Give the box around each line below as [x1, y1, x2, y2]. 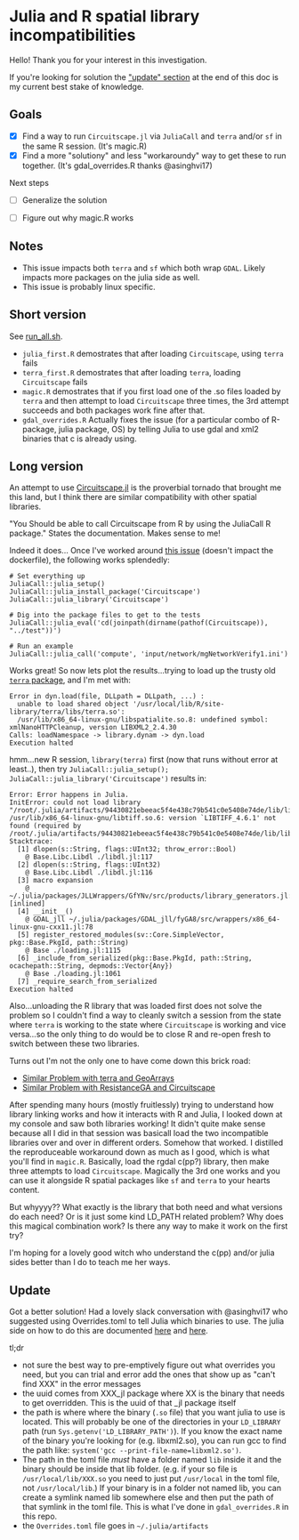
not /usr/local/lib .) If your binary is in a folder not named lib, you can [21, 1483, 282, 1494]
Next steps [9, 177, 49, 188]
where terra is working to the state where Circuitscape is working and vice [9, 1020, 287, 1030]
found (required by [9, 821, 82, 831]
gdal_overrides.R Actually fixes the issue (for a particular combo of [21, 414, 270, 424]
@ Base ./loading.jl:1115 [25, 946, 122, 955]
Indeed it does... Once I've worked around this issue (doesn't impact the [9, 545, 274, 556]
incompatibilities [9, 25, 136, 45]
